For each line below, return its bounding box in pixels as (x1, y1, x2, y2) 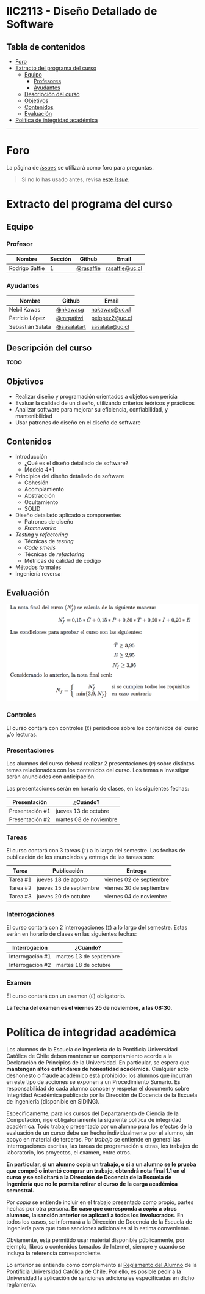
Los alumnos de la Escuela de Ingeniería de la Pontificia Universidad (6, 1046, 178, 1053)
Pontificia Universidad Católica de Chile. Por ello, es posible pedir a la (6, 1268, 181, 1275)
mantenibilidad (15, 412, 53, 419)
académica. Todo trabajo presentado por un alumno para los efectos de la (6, 1123, 193, 1130)
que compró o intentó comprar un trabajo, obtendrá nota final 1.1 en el (6, 1167, 186, 1175)
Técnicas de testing (24, 537, 74, 544)
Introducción (15, 453, 48, 460)
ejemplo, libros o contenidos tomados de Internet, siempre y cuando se (6, 1243, 185, 1251)
